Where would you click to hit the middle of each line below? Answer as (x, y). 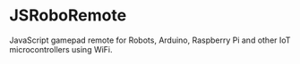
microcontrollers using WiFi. (61, 49)
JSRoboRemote (68, 16)
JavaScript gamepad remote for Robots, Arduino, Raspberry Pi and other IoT (150, 40)
